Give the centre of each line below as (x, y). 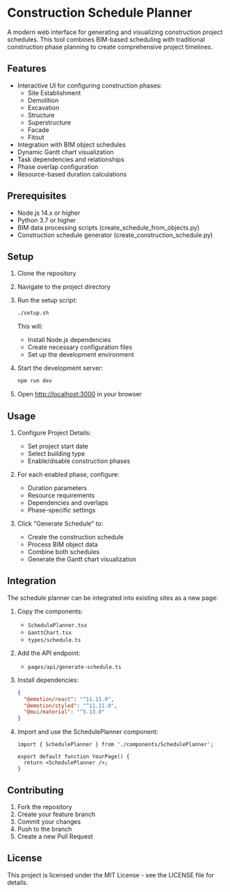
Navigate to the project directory (64, 287)
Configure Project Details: (54, 432)
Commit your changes (49, 821)
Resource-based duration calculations (72, 174)
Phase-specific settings (61, 510)
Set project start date (58, 446)
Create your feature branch (56, 814)
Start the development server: (60, 368)
